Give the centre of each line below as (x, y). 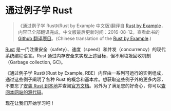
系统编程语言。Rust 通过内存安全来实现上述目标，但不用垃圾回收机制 (78, 55)
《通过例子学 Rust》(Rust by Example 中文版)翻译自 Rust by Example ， (92, 26)
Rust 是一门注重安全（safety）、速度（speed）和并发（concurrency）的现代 (85, 49)
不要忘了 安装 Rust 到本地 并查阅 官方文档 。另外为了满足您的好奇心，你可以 (83, 85)
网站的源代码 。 (30, 92)
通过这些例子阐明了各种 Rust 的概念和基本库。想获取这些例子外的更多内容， (85, 79)
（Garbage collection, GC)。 (35, 62)
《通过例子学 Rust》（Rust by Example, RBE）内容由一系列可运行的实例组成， (85, 73)
